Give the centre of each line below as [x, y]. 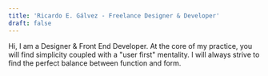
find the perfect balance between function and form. [95, 63]
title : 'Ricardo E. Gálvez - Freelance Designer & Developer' [114, 16]
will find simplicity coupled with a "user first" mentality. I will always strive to [134, 54]
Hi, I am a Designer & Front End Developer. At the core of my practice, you [130, 46]
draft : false [30, 23]
